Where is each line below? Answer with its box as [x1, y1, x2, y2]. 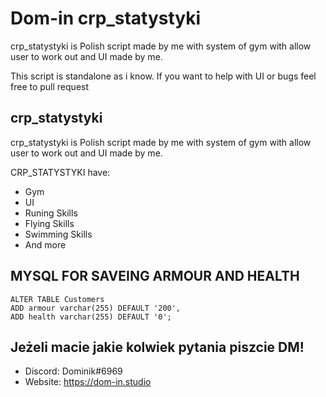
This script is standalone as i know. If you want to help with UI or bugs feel [10, 70, 317, 82]
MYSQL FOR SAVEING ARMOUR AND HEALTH [10, 268, 300, 285]
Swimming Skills [24, 228, 93, 240]
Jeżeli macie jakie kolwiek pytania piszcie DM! [10, 338, 305, 356]
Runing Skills [24, 207, 78, 219]
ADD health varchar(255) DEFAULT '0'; [10, 312, 172, 322]
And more [24, 238, 67, 251]
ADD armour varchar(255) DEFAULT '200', [10, 303, 182, 313]
